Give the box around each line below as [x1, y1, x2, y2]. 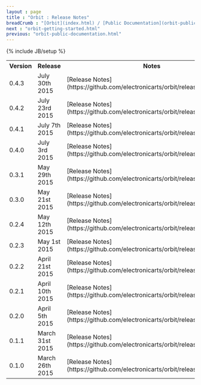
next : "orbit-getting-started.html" [6, 25, 100, 32]
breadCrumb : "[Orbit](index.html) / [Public [6, 20, 121, 26]
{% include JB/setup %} [6, 47, 66, 55]
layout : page [6, 8, 42, 15]
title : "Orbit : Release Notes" [6, 14, 90, 20]
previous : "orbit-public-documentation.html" [6, 31, 121, 37]
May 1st [38, 238, 61, 246]
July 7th [38, 121, 61, 130]
